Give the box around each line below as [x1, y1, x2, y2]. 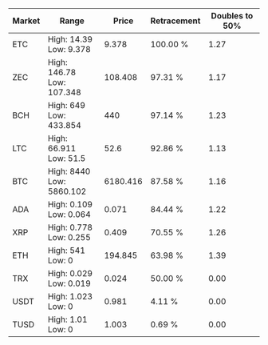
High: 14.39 [47, 34, 93, 45]
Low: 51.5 [47, 153, 86, 163]
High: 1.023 [47, 291, 93, 302]
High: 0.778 [47, 222, 93, 233]
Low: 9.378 [47, 44, 92, 54]
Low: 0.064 [47, 209, 92, 219]
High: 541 [47, 245, 86, 255]
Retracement [150, 15, 201, 26]
